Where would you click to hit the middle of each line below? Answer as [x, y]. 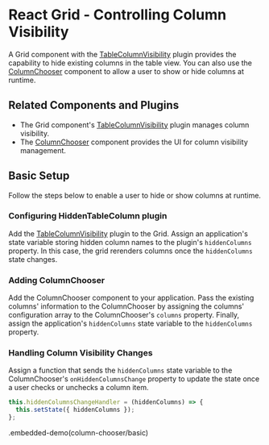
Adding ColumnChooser [57, 280]
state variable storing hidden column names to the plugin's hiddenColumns [130, 242]
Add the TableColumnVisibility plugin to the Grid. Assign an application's [128, 233]
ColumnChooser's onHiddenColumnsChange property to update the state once [134, 379]
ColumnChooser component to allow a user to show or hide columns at [126, 71]
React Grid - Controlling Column [118, 15]
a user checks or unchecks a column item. [79, 388]
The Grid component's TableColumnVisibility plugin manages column [134, 125]
